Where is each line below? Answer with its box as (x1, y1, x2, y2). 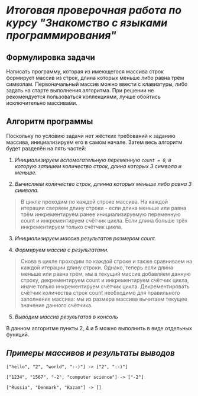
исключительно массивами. (6, 99, 78, 107)
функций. (6, 331, 30, 338)
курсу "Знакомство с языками (6, 16, 168, 30)
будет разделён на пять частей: (6, 144, 87, 152)
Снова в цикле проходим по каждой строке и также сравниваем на (20, 257, 193, 265)
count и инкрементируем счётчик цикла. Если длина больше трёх (20, 217, 188, 224)
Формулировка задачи (6, 52, 96, 62)
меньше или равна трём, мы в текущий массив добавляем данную (20, 270, 191, 277)
